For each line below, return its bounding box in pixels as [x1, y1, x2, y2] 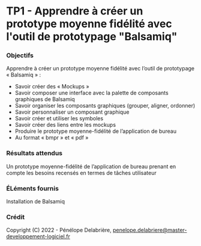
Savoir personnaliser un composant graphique [14, 108, 130, 115]
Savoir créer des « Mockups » [14, 83, 89, 90]
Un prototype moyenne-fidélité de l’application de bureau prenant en [6, 162, 176, 170]
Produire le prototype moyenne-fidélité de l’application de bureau [14, 128, 177, 135]
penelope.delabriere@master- [113, 227, 187, 234]
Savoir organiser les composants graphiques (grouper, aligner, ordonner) [14, 102, 196, 109]
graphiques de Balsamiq [14, 96, 75, 103]
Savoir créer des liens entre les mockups [14, 121, 116, 129]
